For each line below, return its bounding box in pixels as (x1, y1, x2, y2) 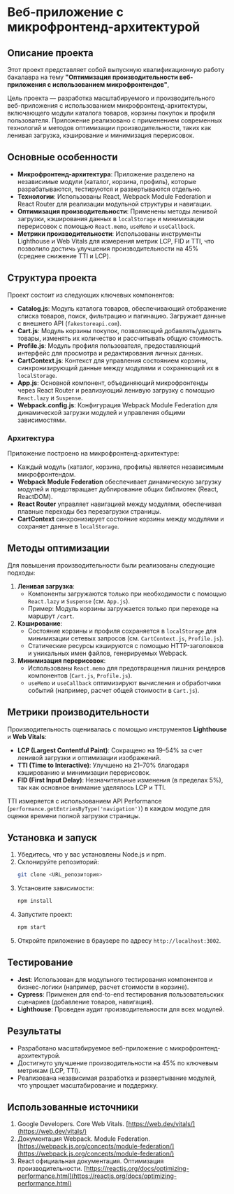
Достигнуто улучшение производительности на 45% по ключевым (17, 1058, 219, 1067)
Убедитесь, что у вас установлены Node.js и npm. (17, 850, 166, 859)
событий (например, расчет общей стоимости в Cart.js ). (27, 686, 200, 694)
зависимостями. (17, 416, 67, 424)
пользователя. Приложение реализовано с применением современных (7, 116, 222, 125)
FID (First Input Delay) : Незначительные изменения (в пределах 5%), (17, 775, 224, 784)
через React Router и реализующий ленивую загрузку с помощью (17, 386, 215, 394)
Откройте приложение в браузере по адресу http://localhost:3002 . (17, 936, 221, 945)
